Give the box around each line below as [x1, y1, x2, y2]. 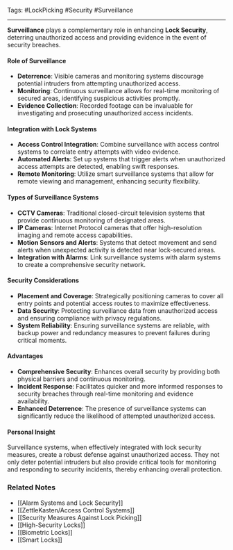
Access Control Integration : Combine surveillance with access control [17, 140, 220, 149]
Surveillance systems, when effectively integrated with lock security [7, 443, 202, 451]
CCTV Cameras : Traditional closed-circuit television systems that [17, 209, 205, 217]
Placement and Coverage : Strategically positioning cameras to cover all [17, 291, 224, 300]
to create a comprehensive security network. [17, 260, 146, 268]
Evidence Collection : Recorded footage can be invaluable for [17, 102, 193, 110]
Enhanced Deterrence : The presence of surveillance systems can [17, 405, 207, 413]
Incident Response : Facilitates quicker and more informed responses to [17, 382, 223, 391]
